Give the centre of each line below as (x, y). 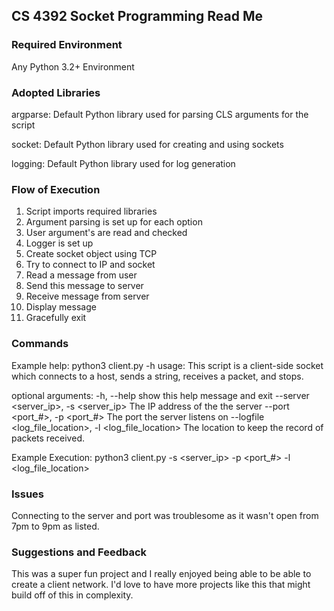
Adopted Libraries (56, 92)
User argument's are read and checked (106, 233)
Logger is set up (59, 243)
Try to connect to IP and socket (90, 265)
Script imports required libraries (91, 211)
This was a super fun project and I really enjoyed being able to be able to (161, 574)
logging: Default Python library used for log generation (123, 163)
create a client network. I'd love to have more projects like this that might (161, 585)
